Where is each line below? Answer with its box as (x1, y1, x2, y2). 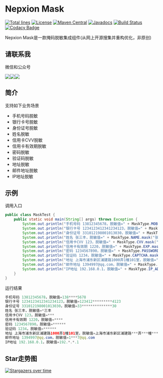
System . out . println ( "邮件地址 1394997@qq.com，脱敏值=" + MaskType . (22, 262, 158, 267)
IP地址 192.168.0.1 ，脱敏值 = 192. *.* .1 (5, 340, 79, 345)
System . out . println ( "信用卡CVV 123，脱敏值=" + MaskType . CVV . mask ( (22, 239, 157, 245)
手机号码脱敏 (12, 113, 38, 118)
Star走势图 (5, 354, 37, 362)
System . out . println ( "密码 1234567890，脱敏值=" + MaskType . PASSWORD (22, 248, 160, 253)
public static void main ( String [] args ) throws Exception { (14, 217, 138, 222)
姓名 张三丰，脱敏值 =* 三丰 (5, 308, 52, 313)
